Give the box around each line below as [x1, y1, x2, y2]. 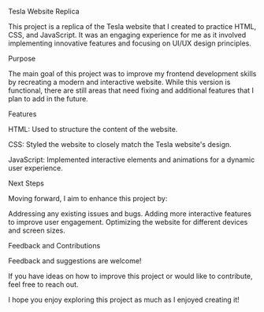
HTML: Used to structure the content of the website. [8, 125, 178, 134]
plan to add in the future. [8, 94, 88, 103]
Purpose [8, 54, 36, 63]
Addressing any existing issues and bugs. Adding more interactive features [8, 209, 252, 218]
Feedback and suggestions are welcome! [8, 256, 142, 266]
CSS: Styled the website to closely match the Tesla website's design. [8, 140, 232, 149]
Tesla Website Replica [8, 7, 80, 16]
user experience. [8, 163, 63, 172]
